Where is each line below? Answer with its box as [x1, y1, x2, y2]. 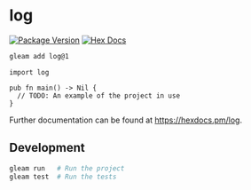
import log [9, 67, 50, 76]
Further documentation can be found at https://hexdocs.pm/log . [9, 115, 242, 125]
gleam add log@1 [9, 51, 69, 60]
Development [9, 140, 86, 155]
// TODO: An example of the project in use [17, 91, 180, 100]
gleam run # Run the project [9, 163, 125, 173]
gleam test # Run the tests [9, 172, 117, 181]
